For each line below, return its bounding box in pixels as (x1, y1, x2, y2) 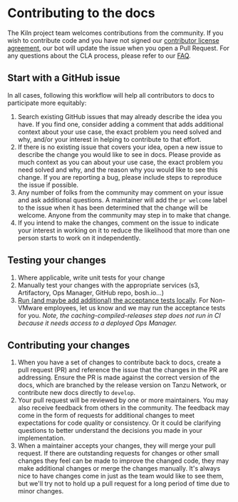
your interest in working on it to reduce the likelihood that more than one (17, 226, 230, 235)
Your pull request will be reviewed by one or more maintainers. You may (17, 396, 229, 404)
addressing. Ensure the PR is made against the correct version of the (17, 373, 220, 382)
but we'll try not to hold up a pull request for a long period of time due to (17, 479, 230, 488)
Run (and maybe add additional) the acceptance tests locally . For (17, 296, 209, 304)
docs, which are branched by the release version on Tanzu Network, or (17, 381, 227, 389)
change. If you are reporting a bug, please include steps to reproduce (17, 173, 222, 181)
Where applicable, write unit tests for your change (17, 273, 165, 282)
